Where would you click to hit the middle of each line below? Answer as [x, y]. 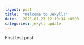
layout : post [19, 10]
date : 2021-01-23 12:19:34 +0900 [42, 19]
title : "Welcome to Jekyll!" [37, 14]
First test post [19, 38]
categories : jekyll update [33, 24]
